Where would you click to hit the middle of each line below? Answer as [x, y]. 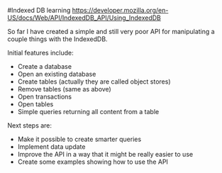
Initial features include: [40, 53]
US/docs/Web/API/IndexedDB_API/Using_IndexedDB [84, 18]
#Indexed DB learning [39, 10]
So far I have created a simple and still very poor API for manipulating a [111, 32]
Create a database [45, 66]
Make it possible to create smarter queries [79, 139]
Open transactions [45, 96]
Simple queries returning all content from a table [88, 112]
